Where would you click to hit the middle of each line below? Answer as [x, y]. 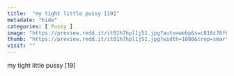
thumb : [17, 39]
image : [17, 33]
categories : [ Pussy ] [40, 26]
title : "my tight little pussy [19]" [63, 13]
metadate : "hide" [32, 20]
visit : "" [22, 46]
